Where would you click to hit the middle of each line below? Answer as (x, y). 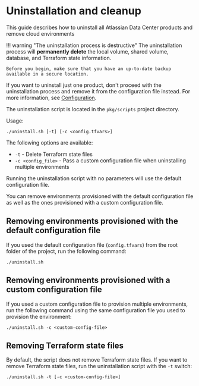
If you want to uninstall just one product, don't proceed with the (84, 85)
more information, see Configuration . (51, 98)
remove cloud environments (40, 33)
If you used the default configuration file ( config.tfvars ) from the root (92, 244)
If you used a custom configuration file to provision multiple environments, (97, 304)
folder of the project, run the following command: (66, 251)
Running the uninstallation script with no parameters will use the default (94, 178)
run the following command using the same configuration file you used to (96, 310)
